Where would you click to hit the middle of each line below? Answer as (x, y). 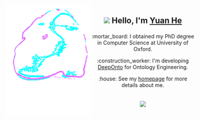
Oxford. (143, 49)
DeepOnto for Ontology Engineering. (143, 67)
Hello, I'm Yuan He (147, 21)
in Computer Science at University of (143, 43)
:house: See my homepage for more (143, 79)
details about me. (143, 85)
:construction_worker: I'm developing (143, 61)
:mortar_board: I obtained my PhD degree (143, 37)
